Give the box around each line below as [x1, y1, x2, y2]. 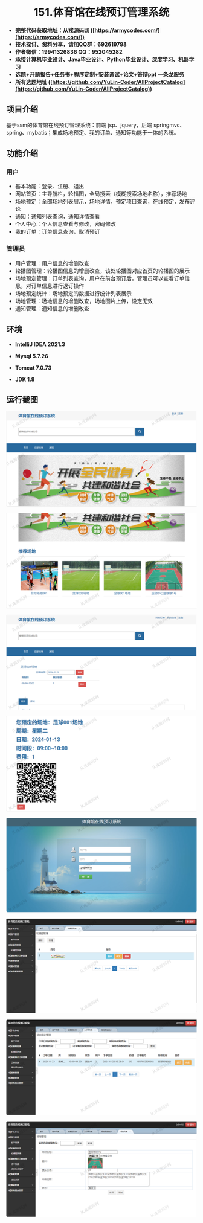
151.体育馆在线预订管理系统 [33, 5, 170, 19]
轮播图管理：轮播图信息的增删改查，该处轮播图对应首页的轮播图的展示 [14, 267, 190, 274]
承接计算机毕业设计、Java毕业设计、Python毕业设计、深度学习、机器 [14, 56, 189, 63]
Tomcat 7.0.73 [14, 364, 52, 371]
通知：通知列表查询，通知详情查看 [14, 213, 100, 220]
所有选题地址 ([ [14, 78, 53, 85]
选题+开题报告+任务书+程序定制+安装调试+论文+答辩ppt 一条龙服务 [14, 71, 184, 78]
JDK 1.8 [14, 376, 35, 383]
